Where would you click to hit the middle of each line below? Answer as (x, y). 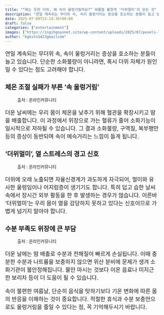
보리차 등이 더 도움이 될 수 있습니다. (55, 278)
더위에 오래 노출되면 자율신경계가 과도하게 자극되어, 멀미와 (76, 179)
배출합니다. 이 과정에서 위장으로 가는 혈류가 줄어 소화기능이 (83, 120)
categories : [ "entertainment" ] (37, 28)
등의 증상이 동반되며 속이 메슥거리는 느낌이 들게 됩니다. (72, 136)
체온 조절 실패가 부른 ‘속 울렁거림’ (52, 87)
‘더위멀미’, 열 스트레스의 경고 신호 (52, 154)
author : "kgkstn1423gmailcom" (36, 37)
